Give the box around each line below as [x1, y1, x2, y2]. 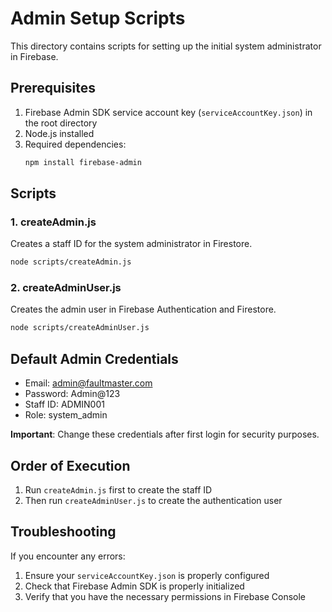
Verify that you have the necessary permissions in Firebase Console [24, 590, 307, 602]
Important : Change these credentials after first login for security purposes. [10, 428, 320, 441]
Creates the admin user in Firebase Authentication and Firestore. [10, 303, 277, 316]
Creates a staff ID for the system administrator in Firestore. [10, 238, 253, 250]
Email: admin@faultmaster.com [24, 377, 153, 389]
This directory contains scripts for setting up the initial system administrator [10, 40, 322, 52]
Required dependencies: [24, 138, 127, 150]
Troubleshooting [10, 523, 117, 541]
